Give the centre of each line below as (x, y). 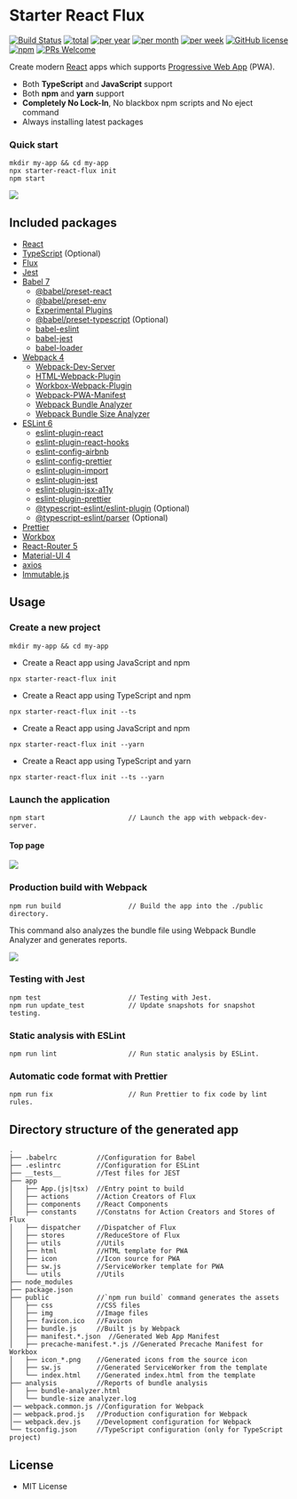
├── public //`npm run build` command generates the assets (144, 1298)
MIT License (45, 1487)
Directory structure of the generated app (124, 1129)
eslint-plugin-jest (66, 480)
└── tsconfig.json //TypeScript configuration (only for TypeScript (146, 1430)
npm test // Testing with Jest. (111, 997)
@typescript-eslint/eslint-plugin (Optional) (113, 508)
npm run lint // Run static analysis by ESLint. (134, 1054)
